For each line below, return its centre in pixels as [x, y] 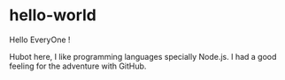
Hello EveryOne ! [40, 40]
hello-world [53, 15]
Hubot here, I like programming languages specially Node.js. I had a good [143, 56]
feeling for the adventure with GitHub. [78, 66]
